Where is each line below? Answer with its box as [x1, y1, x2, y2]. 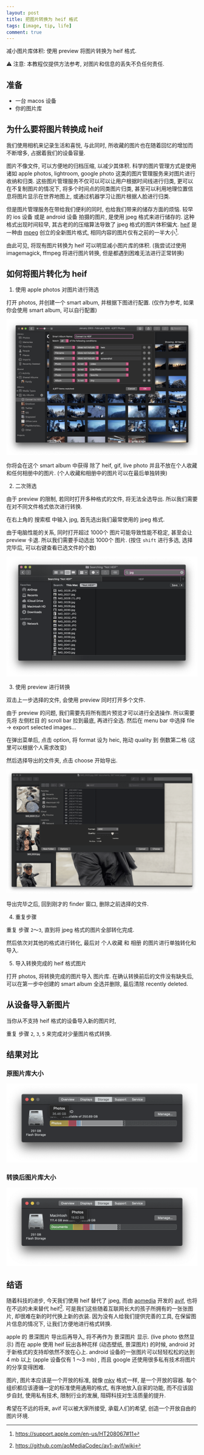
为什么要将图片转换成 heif [6, 124, 103, 135]
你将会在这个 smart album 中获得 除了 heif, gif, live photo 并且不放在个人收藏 [6, 462, 197, 469]
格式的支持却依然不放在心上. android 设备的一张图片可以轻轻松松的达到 [16, 1348, 195, 1355]
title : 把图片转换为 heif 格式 [6, 16, 78, 23]
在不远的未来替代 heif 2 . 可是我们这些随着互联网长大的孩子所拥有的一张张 [6, 1304, 188, 1312]
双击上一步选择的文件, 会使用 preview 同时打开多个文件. [6, 696, 146, 703]
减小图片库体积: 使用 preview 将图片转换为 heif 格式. [6, 48, 137, 55]
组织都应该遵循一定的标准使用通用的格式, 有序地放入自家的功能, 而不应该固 [6, 1384, 193, 1391]
